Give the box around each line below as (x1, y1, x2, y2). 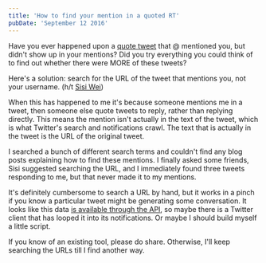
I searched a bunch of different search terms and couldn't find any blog (8, 147, 243, 156)
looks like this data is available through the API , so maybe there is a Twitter (8, 204, 253, 214)
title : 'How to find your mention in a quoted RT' (8, 11, 180, 20)
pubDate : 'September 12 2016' (8, 19, 109, 27)
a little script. (8, 221, 51, 231)
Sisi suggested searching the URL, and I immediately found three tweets (8, 163, 245, 173)
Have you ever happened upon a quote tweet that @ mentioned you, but (8, 41, 245, 50)
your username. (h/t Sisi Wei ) (8, 81, 104, 92)
